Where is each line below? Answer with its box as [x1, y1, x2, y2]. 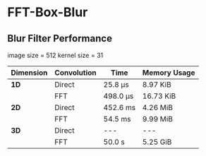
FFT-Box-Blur [7, 4, 88, 20]
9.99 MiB [142, 114, 173, 124]
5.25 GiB [142, 137, 172, 147]
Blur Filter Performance [7, 32, 113, 44]
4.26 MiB [142, 103, 173, 112]
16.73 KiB [142, 91, 176, 101]
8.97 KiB [142, 80, 171, 89]
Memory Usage [142, 68, 195, 78]
